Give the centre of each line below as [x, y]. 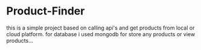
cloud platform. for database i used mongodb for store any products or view [101, 34]
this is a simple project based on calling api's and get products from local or [101, 28]
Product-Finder [46, 11]
